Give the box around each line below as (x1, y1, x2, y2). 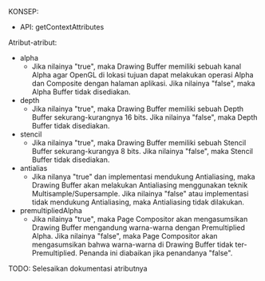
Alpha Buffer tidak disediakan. (31, 87, 131, 97)
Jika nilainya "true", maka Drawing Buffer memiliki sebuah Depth (31, 104, 244, 113)
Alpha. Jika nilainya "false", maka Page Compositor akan (31, 232, 218, 240)
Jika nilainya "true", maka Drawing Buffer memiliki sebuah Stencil (31, 138, 247, 147)
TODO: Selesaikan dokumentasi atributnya (8, 263, 148, 273)
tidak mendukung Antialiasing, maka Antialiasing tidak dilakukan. (31, 197, 245, 207)
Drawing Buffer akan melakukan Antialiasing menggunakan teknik (31, 180, 248, 190)
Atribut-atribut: (8, 38, 57, 47)
